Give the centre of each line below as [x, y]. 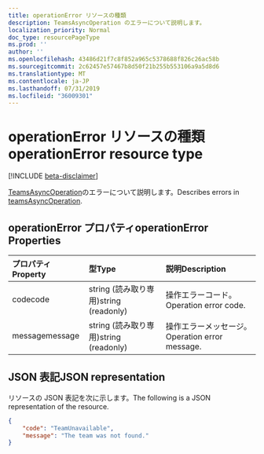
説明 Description [196, 269]
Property [29, 274]
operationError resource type [106, 154]
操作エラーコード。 [201, 295]
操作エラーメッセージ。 [209, 326]
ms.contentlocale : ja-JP [49, 81]
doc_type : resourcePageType [54, 37]
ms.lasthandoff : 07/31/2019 [54, 88]
